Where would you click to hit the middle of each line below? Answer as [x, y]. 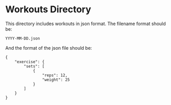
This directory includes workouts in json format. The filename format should [85, 24]
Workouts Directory [48, 9]
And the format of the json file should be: [49, 48]
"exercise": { [30, 62]
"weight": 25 [56, 80]
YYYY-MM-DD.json [23, 38]
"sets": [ [34, 66]
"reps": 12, [55, 75]
